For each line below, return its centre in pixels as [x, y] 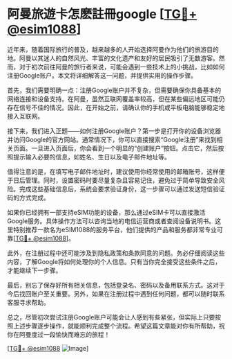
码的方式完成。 [28, 198]
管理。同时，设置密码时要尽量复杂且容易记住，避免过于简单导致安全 [122, 180]
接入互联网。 [25, 116]
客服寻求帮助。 [28, 302]
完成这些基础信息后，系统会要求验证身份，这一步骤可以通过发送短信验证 [122, 189]
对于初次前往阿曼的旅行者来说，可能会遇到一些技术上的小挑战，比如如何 [122, 67]
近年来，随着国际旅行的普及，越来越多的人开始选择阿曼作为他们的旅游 [107, 49]
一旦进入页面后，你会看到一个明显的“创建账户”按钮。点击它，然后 [125, 148]
